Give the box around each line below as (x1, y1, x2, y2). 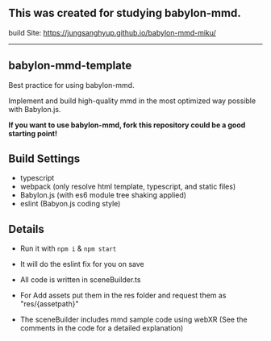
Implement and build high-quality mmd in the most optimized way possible (8, 96, 256, 106)
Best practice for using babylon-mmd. (8, 80, 135, 89)
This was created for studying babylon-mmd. (8, 6, 241, 20)
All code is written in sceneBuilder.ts (19, 275, 141, 285)
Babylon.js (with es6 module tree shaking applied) (19, 190, 187, 200)
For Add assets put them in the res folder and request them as (19, 290, 227, 301)
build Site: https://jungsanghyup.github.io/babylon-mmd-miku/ (8, 27, 216, 37)
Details (8, 222, 44, 236)
